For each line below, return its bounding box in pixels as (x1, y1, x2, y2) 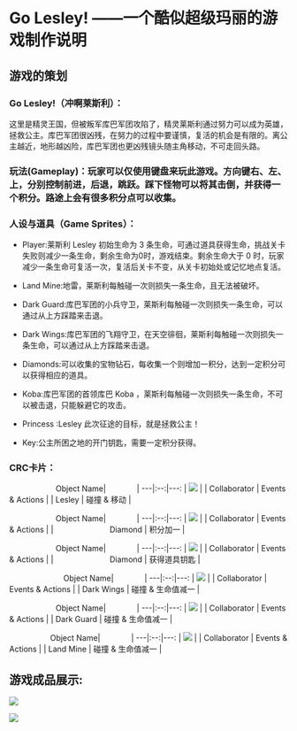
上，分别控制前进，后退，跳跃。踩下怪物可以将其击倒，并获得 (9, 178, 272, 190)
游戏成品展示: (9, 672, 84, 687)
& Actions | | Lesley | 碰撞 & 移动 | (9, 495, 132, 505)
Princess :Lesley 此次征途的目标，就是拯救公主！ (21, 419, 201, 429)
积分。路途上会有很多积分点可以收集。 (18, 191, 181, 204)
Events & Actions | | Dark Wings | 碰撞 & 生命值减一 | (9, 584, 201, 595)
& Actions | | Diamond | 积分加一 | (9, 524, 186, 535)
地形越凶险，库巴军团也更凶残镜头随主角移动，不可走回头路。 (39, 141, 265, 151)
